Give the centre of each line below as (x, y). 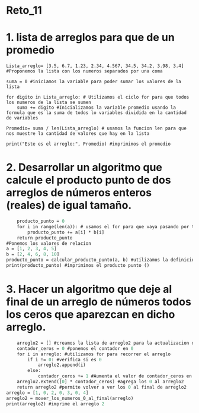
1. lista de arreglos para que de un (90, 38)
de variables (22, 118)
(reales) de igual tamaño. (69, 205)
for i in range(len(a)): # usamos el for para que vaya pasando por (103, 226)
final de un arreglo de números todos (99, 302)
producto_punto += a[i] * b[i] (66, 232)
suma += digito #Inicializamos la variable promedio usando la (97, 108)
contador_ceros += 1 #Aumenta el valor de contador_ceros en (115, 376)
